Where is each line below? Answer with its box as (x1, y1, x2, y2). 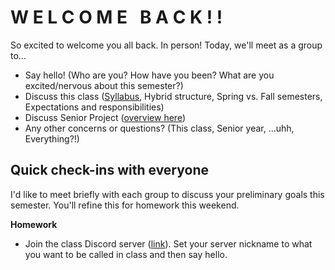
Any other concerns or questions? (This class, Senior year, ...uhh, (24, 122, 295, 134)
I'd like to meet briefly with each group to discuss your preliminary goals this (10, 188, 325, 200)
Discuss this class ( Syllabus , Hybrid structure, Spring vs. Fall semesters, (24, 90, 323, 102)
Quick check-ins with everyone (10, 162, 209, 179)
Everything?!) (24, 132, 80, 145)
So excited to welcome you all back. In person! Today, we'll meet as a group (10, 39, 323, 51)
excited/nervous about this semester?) (24, 79, 184, 91)
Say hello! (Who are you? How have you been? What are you (24, 69, 275, 81)
